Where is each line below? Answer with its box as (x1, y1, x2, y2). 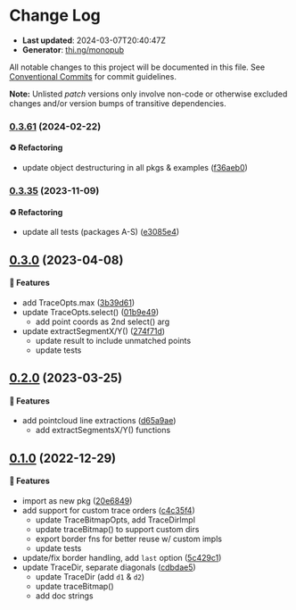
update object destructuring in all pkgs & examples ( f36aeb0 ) (21, 163, 248, 173)
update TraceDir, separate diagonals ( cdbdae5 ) (21, 562, 196, 572)
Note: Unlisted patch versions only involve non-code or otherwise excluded (9, 88, 288, 99)
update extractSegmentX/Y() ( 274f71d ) (21, 325, 166, 336)
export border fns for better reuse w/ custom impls (35, 533, 223, 544)
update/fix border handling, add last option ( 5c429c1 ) (21, 552, 222, 563)
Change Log (9, 5, 101, 26)
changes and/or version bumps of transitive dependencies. (9, 97, 226, 108)
